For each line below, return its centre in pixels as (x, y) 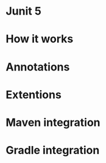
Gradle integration (53, 151)
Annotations (38, 67)
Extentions (34, 95)
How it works (40, 39)
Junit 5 (24, 11)
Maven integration (53, 122)
